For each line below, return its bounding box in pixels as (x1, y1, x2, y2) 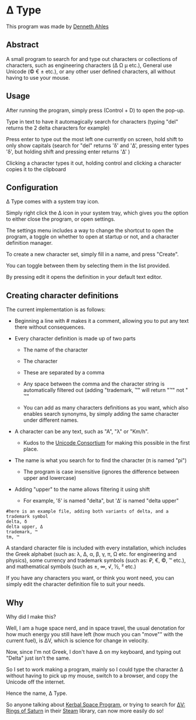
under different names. (23, 417, 79, 424)
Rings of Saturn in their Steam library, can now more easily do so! (6, 707, 164, 714)
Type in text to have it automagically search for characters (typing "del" (6, 118, 178, 125)
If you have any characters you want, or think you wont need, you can (6, 575, 174, 582)
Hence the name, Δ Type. (6, 690, 67, 697)
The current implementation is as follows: (6, 306, 106, 313)
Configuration (6, 182, 59, 192)
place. (23, 446, 39, 453)
